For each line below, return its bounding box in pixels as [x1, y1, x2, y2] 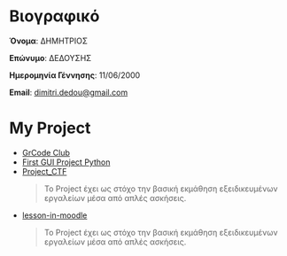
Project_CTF [21, 166, 67, 176]
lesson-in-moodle [21, 210, 88, 221]
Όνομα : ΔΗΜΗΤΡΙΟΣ [9, 35, 89, 46]
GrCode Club [21, 147, 71, 158]
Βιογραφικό [9, 6, 100, 27]
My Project [9, 118, 91, 138]
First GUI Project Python [21, 157, 111, 167]
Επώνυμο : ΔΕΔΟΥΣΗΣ [9, 52, 92, 63]
